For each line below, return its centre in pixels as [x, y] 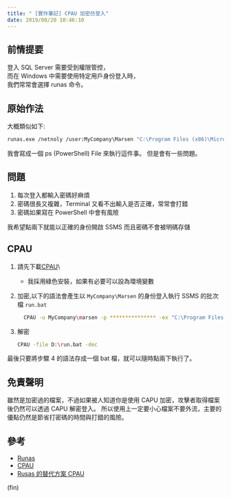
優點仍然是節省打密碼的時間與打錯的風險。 [67, 417]
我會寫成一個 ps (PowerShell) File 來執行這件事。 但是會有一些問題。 [104, 153]
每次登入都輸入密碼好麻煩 [53, 195]
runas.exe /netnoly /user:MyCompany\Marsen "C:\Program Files [98, 139]
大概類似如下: [26, 126]
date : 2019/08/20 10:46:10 [46, 20]
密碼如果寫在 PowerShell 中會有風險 [68, 212]
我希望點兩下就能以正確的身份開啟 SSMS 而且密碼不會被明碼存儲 [99, 227]
